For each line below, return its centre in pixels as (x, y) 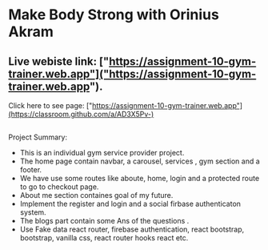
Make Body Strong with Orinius (114, 15)
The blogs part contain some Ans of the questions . (104, 221)
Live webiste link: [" (59, 61)
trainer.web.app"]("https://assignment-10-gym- (132, 74)
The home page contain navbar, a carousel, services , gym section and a (140, 161)
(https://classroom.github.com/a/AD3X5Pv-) (81, 114)
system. (33, 212)
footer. (31, 170)
